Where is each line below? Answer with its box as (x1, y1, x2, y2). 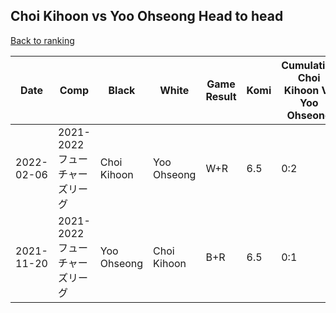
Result (205, 89, 237, 103)
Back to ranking (10, 34, 75, 46)
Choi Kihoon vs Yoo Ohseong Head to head (10, 8, 284, 25)
